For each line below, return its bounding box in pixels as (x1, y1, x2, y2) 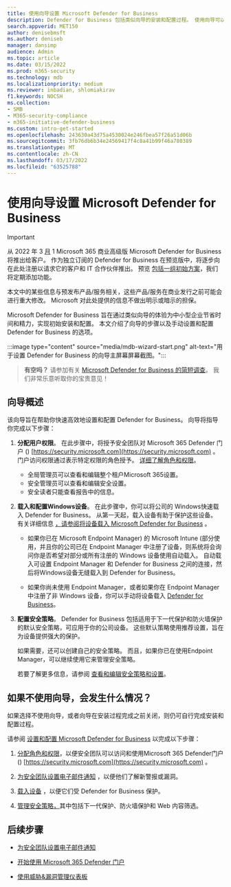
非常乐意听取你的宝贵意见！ (30, 374, 109, 382)
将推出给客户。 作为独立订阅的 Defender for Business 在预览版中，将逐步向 (7, 256, 221, 264)
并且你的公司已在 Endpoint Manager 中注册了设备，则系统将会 (39, 543, 216, 551)
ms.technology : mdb (7, 74, 63, 81)
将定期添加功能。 (7, 273, 56, 281)
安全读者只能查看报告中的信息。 (27, 488, 118, 496)
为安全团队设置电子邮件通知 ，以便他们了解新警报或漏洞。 (16, 772, 182, 781)
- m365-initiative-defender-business (7, 118, 115, 126)
